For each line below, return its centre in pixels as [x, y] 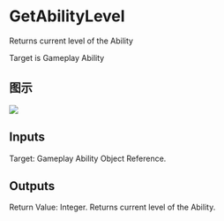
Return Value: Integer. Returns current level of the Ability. [112, 207]
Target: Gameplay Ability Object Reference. [88, 158]
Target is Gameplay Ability [57, 57]
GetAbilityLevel [67, 16]
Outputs [32, 186]
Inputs [27, 137]
